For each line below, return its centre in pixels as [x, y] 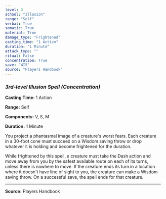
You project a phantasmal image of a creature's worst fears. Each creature [81, 136]
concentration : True [26, 60]
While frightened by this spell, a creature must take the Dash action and [78, 156]
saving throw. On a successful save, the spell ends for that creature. [74, 177]
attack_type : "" [22, 51]
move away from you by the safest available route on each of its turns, [77, 161]
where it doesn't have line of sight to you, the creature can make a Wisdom [82, 172]
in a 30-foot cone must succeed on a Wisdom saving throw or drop [73, 141]
